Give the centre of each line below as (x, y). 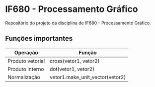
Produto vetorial (26, 61)
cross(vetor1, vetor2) (75, 61)
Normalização (24, 77)
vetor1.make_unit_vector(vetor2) (88, 77)
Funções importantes (39, 39)
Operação (26, 52)
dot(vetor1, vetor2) (72, 69)
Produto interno (26, 69)
